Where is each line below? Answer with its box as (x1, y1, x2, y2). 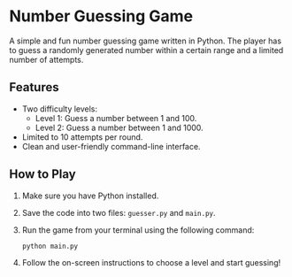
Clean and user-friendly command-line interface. (21, 141, 201, 151)
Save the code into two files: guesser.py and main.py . (21, 207, 216, 218)
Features (9, 80, 59, 95)
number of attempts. (9, 54, 84, 65)
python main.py (21, 242, 79, 250)
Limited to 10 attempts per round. (21, 131, 143, 142)
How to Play (9, 166, 77, 182)
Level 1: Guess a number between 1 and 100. (35, 112, 197, 123)
